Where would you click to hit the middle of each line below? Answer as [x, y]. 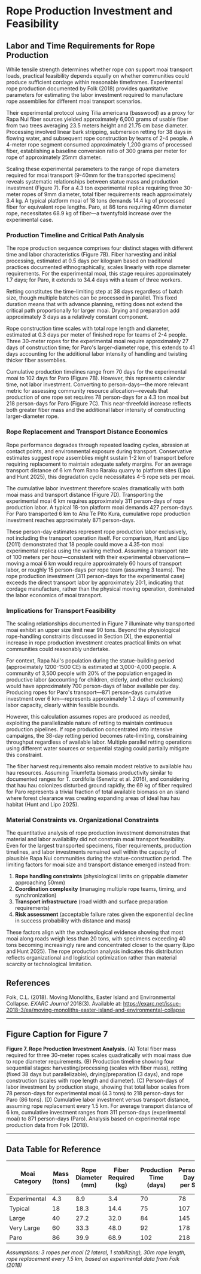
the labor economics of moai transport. [54, 595]
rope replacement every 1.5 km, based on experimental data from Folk [93, 1258]
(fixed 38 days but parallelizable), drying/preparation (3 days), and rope [95, 1074]
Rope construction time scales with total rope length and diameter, [88, 329]
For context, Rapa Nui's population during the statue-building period [90, 660]
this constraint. [25, 754]
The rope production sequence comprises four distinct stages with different [100, 248]
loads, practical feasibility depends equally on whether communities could [98, 76]
